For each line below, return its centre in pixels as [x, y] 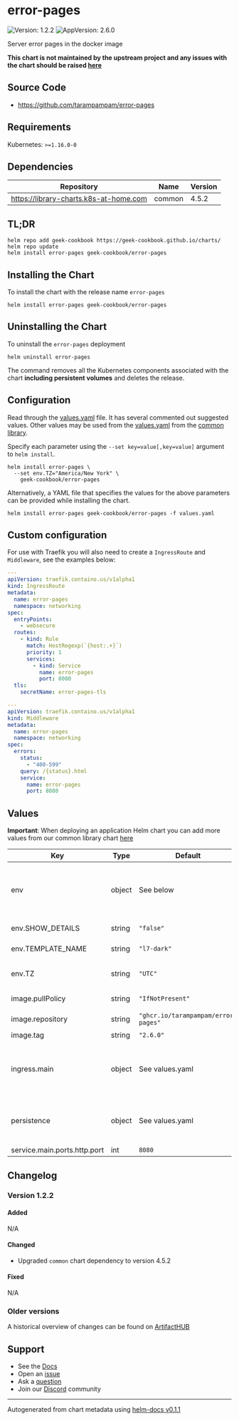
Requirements [39, 127]
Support [26, 1349]
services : [41, 659]
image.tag [28, 1035]
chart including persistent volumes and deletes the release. [96, 378]
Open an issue [39, 1374]
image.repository [39, 1019]
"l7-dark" [155, 949]
